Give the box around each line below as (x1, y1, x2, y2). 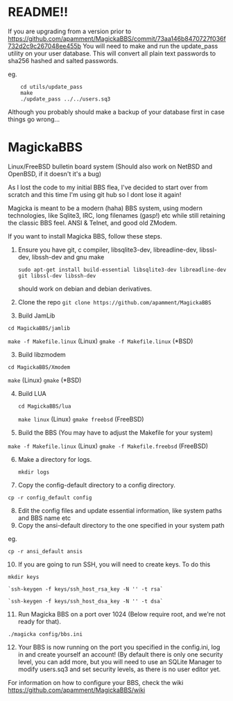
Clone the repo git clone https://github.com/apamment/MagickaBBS (17, 297, 212, 306)
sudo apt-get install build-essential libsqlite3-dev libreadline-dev (17, 266, 227, 273)
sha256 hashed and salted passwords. (8, 56, 119, 64)
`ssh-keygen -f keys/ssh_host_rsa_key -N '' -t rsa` (8, 585, 164, 593)
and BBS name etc (17, 514, 71, 522)
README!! (8, 4, 69, 20)
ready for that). (17, 617, 62, 625)
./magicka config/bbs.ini (8, 630, 83, 638)
